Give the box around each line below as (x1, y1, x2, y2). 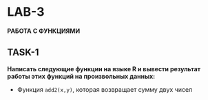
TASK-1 (7, 47, 39, 58)
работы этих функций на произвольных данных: (7, 72, 156, 80)
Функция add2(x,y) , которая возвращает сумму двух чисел (17, 85, 193, 93)
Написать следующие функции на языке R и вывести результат (7, 64, 201, 73)
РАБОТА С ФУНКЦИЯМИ (7, 27, 81, 35)
